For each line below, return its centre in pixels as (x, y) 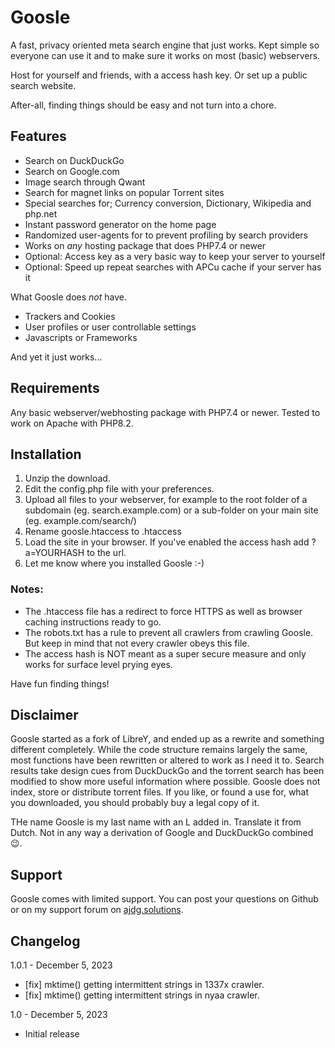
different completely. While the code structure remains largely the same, (159, 750)
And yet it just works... (56, 357)
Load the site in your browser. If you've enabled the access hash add (167, 542)
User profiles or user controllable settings (110, 327)
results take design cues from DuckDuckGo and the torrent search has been (167, 771)
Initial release (52, 1034)
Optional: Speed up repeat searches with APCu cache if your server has (173, 267)
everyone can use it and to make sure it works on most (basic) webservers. (165, 55)
